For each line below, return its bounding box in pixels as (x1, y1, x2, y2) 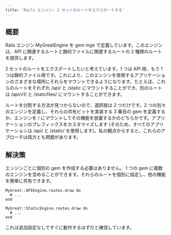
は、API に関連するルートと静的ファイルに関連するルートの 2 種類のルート (5, 49, 162, 55)
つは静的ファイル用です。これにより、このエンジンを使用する (5, 72, 134, 78)
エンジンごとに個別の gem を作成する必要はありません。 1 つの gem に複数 (5, 165, 163, 171)
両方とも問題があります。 (27, 134, 81, 140)
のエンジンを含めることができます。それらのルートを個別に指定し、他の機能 (5, 172, 166, 178)
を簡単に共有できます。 (5, 178, 55, 184)
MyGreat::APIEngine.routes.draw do (5, 188, 81, 193)
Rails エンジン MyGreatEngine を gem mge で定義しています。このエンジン (5, 42, 163, 49)
